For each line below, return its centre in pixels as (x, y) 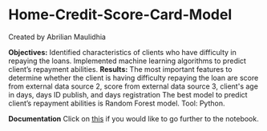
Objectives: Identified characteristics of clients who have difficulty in (122, 52)
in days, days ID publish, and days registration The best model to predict (128, 94)
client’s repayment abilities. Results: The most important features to (120, 69)
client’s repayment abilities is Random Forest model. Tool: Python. (117, 103)
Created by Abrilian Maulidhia (57, 37)
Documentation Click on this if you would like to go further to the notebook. (133, 118)
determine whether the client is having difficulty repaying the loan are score (133, 77)
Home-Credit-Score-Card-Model (120, 15)
